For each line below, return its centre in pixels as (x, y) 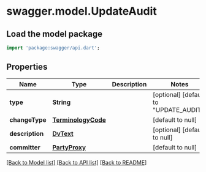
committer (25, 147)
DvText (63, 133)
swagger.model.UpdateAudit (82, 11)
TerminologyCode (79, 119)
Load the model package (55, 34)
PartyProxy (69, 147)
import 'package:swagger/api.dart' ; (53, 48)
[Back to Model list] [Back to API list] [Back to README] (77, 162)
